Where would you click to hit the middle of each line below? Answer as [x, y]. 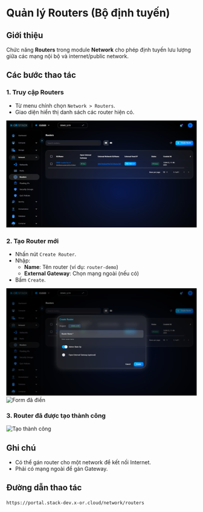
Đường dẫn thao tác [44, 488]
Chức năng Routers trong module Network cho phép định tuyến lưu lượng [99, 50]
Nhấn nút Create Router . [46, 254]
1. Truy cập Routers [35, 92]
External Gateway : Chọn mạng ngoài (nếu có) [82, 274]
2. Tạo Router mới [33, 241]
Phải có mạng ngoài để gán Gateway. [61, 469]
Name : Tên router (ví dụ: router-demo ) [71, 267]
